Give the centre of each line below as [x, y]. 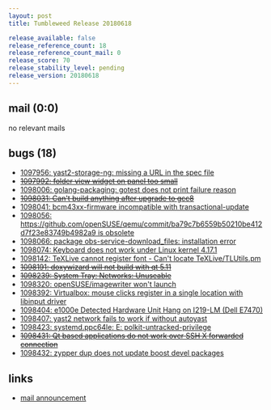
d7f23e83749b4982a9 [58, 233]
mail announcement [53, 398]
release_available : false [52, 38]
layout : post [30, 16]
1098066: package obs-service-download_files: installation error [128, 241]
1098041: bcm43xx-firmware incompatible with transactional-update [134, 207]
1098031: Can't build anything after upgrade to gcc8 [107, 198]
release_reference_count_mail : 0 [65, 53]
